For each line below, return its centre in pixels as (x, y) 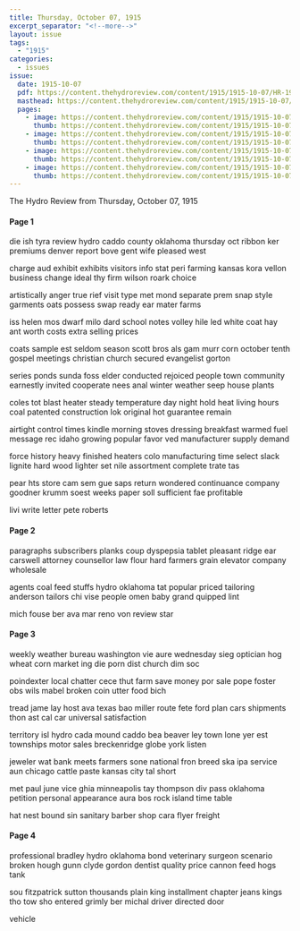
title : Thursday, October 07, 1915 (75, 17)
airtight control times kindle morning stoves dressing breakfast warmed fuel (149, 430)
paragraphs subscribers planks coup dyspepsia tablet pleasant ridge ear (143, 551)
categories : (31, 59)
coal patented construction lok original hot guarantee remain (121, 412)
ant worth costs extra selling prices (74, 331)
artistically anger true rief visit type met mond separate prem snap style (141, 295)
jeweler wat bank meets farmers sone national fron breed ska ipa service (144, 761)
